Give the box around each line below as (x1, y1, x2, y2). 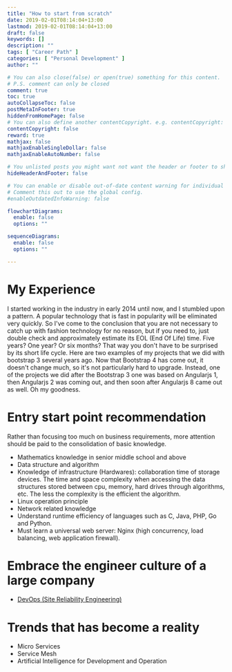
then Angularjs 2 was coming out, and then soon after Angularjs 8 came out (7, 378, 222, 386)
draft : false (7, 29, 45, 37)
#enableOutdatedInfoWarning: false (7, 195, 110, 202)
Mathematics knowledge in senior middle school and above (17, 453, 186, 461)
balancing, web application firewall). (17, 533, 121, 542)
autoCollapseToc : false (7, 99, 76, 107)
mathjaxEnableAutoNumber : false (7, 151, 100, 158)
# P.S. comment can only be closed (7, 80, 110, 87)
